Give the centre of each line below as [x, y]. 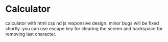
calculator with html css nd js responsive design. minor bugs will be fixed [82, 23]
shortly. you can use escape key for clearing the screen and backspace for [84, 28]
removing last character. [31, 34]
